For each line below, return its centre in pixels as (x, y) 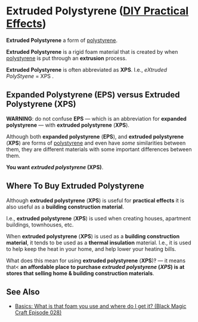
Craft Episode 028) (38, 312)
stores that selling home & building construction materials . (80, 273)
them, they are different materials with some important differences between (99, 149)
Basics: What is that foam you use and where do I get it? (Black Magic (100, 306)
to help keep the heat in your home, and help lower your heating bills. (91, 249)
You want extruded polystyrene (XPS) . (55, 167)
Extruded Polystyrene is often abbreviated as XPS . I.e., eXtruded (87, 69)
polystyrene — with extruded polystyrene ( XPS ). (68, 125)
